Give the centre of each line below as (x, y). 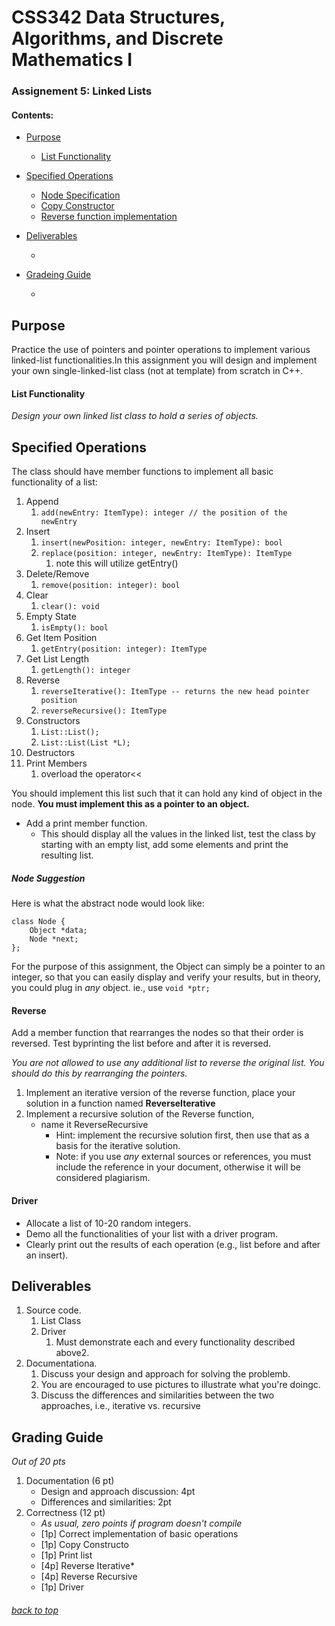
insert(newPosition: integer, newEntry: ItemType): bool (162, 543)
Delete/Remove (57, 574)
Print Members (56, 763)
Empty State (51, 617)
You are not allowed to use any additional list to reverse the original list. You (168, 1063)
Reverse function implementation (109, 217)
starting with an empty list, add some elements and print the (164, 845)
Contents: (32, 115)
